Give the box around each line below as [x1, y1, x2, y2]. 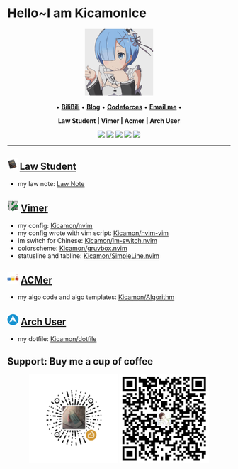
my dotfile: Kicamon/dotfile [17, 335, 97, 343]
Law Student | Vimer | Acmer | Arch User [57, 116, 181, 125]
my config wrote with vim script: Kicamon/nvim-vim [17, 229, 169, 237]
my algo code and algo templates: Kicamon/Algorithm [17, 293, 175, 301]
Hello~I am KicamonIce [7, 5, 147, 21]
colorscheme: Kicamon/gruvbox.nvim [17, 244, 127, 252]
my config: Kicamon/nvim [17, 221, 93, 230]
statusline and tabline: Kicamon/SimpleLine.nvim [17, 251, 160, 260]
